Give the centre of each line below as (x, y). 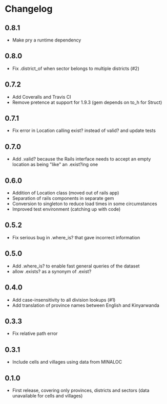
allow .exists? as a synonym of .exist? (52, 271)
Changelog (29, 9)
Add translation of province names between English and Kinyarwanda (86, 305)
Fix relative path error (35, 333)
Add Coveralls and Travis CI (41, 97)
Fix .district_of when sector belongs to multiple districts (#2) (76, 68)
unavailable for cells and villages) (47, 396)
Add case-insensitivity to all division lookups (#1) (64, 300)
